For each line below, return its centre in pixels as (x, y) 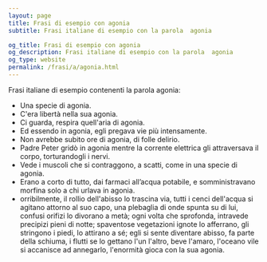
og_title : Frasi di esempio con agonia (75, 45)
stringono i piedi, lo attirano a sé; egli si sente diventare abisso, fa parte (137, 232)
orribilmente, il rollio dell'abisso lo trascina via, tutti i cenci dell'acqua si (136, 198)
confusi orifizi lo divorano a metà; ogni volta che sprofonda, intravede (134, 216)
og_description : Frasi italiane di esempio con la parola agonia (121, 53)
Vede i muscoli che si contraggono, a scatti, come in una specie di (128, 165)
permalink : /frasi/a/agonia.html (64, 67)
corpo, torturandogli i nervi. (65, 156)
